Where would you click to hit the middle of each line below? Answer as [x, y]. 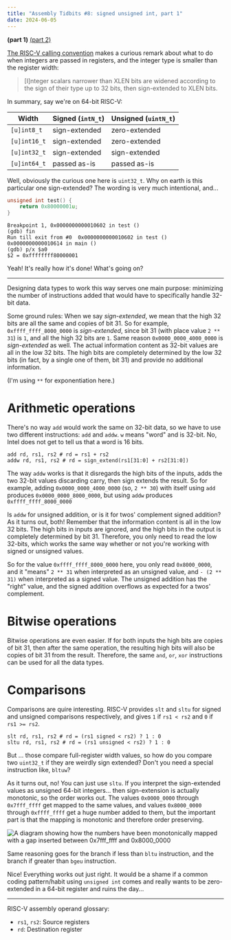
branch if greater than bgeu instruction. [62, 861]
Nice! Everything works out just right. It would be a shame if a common [108, 874]
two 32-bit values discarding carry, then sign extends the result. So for [107, 481]
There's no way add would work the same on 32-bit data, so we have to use [114, 428]
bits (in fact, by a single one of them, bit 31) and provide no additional [105, 360]
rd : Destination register [49, 929]
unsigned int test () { [40, 200]
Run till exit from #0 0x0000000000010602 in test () [87, 238]
